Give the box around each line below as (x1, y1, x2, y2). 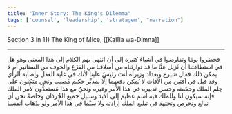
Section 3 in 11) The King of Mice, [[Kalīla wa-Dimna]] (7, 35, 160, 43)
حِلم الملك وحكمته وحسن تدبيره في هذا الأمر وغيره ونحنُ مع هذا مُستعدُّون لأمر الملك (7, 84, 223, 93)
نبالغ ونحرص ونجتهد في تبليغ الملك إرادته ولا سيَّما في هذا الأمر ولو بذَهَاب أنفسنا (7, 99, 209, 107)
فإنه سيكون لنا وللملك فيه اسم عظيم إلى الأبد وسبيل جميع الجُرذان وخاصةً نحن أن (7, 91, 215, 100)
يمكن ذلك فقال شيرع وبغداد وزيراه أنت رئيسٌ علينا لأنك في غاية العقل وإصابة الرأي (7, 69, 217, 78)
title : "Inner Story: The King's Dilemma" (7, 10, 131, 17)
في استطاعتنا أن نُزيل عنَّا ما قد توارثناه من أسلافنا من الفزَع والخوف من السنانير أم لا (7, 62, 223, 71)
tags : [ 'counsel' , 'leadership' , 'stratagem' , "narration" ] (7, 16, 184, 23)
